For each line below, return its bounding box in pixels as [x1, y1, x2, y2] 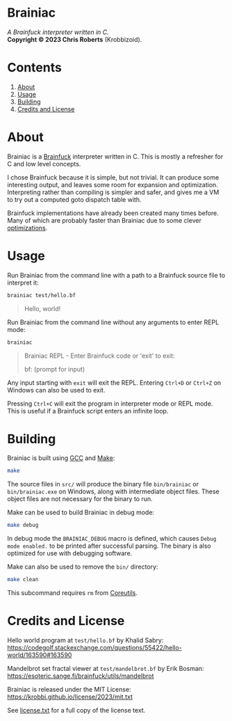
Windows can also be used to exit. [7, 386, 106, 394]
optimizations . [7, 223, 48, 232]
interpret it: [7, 278, 40, 287]
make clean [7, 576, 39, 583]
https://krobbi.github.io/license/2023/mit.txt [7, 692, 133, 701]
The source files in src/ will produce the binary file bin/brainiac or [7, 480, 199, 489]
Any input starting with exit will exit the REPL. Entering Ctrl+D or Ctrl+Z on [7, 378, 222, 387]
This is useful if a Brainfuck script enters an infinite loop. [7, 406, 169, 415]
